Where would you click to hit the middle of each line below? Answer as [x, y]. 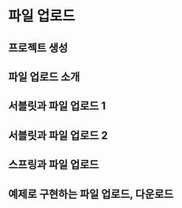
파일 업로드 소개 [44, 77]
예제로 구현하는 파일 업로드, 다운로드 [91, 194]
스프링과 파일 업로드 [54, 165]
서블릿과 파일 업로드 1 [57, 106]
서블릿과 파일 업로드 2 [58, 135]
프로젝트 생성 [38, 48]
